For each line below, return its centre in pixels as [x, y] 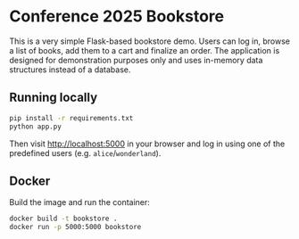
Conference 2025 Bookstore [117, 16]
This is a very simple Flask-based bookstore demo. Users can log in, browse [149, 41]
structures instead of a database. [70, 70]
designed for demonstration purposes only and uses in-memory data [136, 60]
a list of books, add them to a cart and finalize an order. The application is [145, 50]
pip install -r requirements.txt [71, 118]
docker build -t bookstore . [63, 219]
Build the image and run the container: [79, 202]
